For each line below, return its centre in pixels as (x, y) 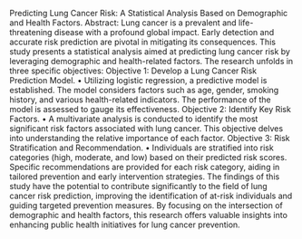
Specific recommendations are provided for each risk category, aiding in (145, 167)
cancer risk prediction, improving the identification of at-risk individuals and (151, 196)
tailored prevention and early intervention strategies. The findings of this (145, 177)
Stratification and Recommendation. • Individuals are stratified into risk (141, 148)
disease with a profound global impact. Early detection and (164, 32)
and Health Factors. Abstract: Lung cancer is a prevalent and (123, 23)
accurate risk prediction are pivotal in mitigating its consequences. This (143, 42)
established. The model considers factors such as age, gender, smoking (144, 90)
